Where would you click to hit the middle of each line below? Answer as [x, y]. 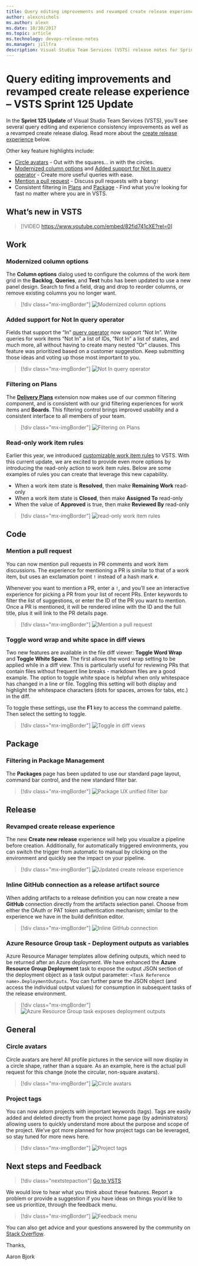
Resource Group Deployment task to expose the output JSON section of [95, 969]
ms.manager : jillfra [32, 45]
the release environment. [36, 994]
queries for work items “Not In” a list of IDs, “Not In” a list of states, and [93, 339]
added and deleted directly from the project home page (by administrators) [97, 1118]
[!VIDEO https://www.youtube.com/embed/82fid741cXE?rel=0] [96, 226]
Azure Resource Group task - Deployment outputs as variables [98, 943]
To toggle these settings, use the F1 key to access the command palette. [94, 708]
